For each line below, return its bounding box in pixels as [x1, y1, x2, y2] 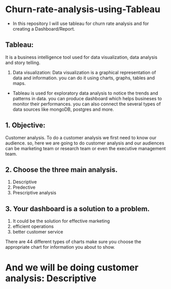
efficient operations [12, 223, 54, 229]
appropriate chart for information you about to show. [5, 244, 116, 250]
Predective [12, 184, 36, 190]
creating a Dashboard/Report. [12, 25, 75, 32]
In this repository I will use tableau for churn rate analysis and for [12, 20, 149, 26]
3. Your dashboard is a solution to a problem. [5, 205, 150, 213]
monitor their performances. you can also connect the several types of [12, 101, 161, 107]
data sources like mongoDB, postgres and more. [12, 106, 115, 112]
